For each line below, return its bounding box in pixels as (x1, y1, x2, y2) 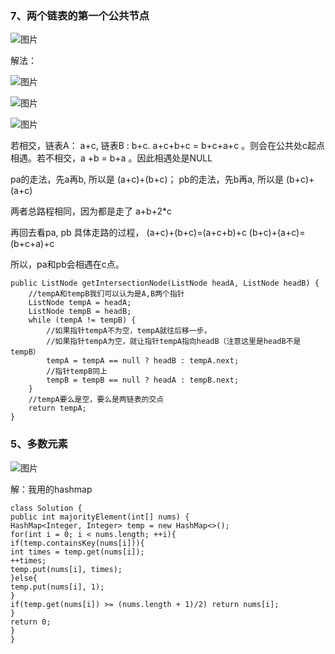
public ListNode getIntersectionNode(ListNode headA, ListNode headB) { (10, 278, 320, 289)
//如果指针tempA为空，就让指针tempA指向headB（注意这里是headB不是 (46, 337, 302, 347)
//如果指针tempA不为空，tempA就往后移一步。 (46, 326, 212, 336)
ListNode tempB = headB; (28, 307, 132, 317)
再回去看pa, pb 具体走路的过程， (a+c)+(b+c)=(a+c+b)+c (10, 227, 247, 239)
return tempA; (28, 403, 87, 414)
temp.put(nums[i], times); (10, 564, 123, 574)
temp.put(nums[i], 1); (10, 582, 105, 592)
